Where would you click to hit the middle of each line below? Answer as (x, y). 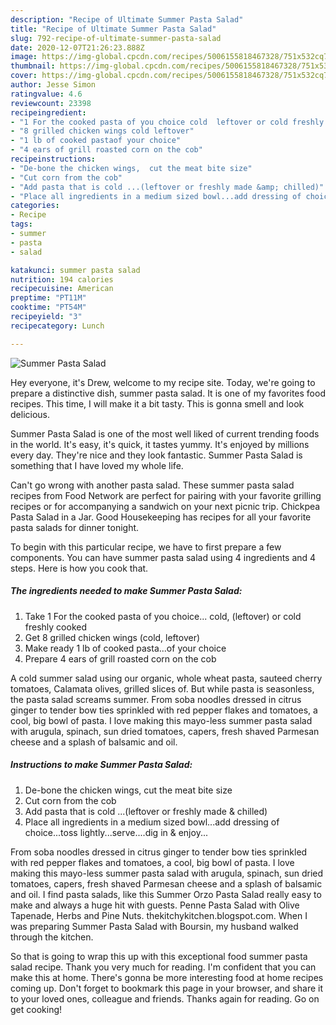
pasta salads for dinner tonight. (75, 527)
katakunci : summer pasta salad (75, 270)
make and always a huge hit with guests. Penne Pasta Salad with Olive (155, 905)
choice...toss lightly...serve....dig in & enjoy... (116, 832)
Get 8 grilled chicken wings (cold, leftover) (112, 637)
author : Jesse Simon (53, 85)
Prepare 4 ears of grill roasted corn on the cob (120, 658)
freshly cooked (56, 627)
